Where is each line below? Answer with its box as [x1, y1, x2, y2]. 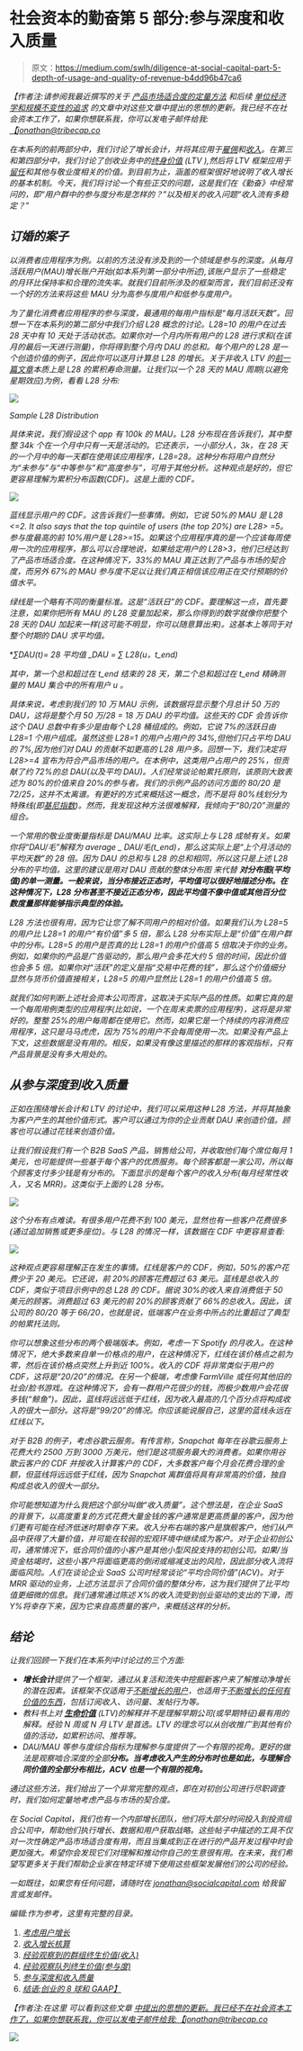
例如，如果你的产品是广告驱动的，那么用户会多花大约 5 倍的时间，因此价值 [9, 951, 287, 962]
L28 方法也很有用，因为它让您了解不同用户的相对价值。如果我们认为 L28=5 [9, 917, 289, 927]
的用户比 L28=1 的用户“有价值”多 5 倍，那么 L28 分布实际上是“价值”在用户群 [9, 928, 292, 939]
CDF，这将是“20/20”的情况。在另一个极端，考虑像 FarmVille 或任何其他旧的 [9, 1370, 291, 1382]
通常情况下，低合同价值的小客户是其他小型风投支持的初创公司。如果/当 [24, 1544, 289, 1555]
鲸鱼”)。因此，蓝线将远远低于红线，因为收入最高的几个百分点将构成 [31, 1393, 283, 1405]
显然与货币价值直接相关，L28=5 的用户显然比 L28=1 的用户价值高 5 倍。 [9, 973, 277, 984]
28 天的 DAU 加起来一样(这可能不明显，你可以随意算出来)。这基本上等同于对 [9, 619, 292, 629]
